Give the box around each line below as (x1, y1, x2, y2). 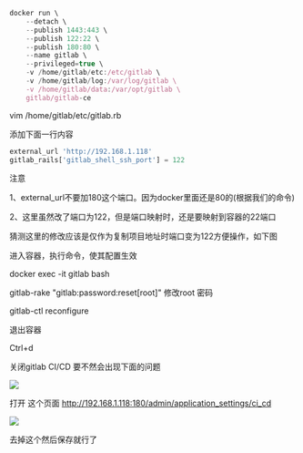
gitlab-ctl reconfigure (9, 305, 89, 316)
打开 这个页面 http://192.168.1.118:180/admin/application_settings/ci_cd (9, 397, 272, 409)
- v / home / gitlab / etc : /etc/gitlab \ (25, 68, 161, 77)
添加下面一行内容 (9, 129, 74, 139)
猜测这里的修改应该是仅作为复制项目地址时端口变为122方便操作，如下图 (9, 231, 278, 242)
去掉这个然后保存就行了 (9, 434, 97, 446)
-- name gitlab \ (25, 51, 88, 60)
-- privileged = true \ (25, 59, 104, 68)
